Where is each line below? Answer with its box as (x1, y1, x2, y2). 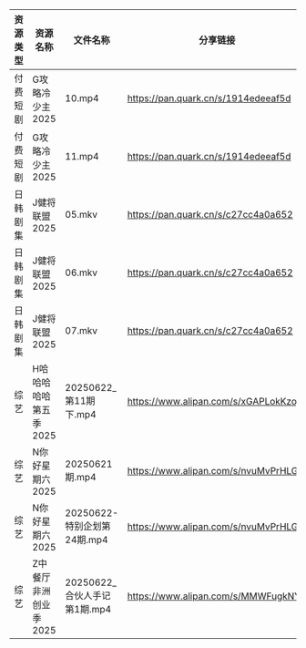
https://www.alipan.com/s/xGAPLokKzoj (127, 396, 300, 407)
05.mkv (65, 209, 98, 221)
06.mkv (65, 266, 98, 279)
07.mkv (65, 324, 98, 336)
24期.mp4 (65, 533, 108, 546)
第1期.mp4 (65, 603, 112, 615)
